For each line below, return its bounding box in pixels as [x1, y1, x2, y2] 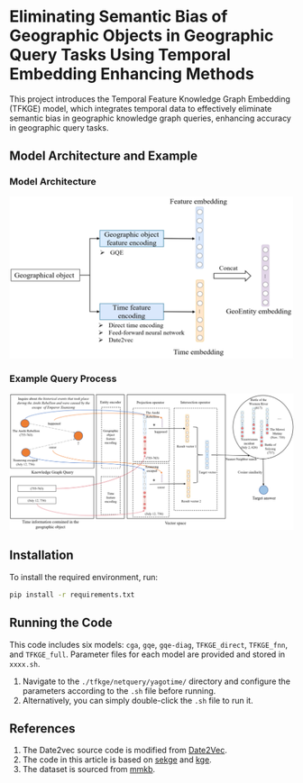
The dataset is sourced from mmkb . [22, 764, 156, 775]
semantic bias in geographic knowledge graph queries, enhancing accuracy [9, 113, 291, 123]
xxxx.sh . [9, 658, 41, 669]
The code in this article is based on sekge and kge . [22, 754, 212, 765]
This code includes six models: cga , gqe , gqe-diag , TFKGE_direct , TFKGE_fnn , [9, 639, 289, 650]
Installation [9, 548, 74, 563]
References [9, 721, 76, 736]
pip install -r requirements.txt [9, 590, 135, 599]
